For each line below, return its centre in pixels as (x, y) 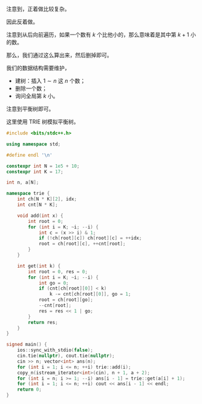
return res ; (43, 322)
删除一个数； (31, 88)
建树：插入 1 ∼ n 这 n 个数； (50, 81)
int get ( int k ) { (39, 266)
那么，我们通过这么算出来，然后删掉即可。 (59, 55)
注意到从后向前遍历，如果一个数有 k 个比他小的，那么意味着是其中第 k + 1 (98, 35)
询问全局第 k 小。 (37, 96)
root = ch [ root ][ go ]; (66, 300)
